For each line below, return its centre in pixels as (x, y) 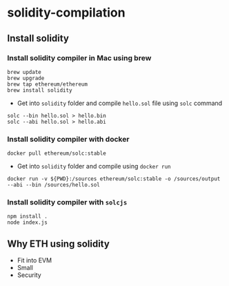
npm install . (28, 217)
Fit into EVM (34, 260)
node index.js (28, 222)
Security (29, 275)
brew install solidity (40, 90)
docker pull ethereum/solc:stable (57, 153)
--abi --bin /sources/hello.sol (53, 185)
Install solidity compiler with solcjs (67, 202)
